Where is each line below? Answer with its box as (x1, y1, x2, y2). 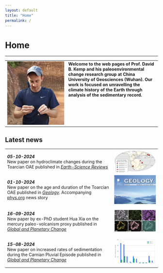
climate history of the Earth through (68, 87, 143, 93)
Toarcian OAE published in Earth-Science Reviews (7, 164, 108, 170)
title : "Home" (5, 13, 34, 18)
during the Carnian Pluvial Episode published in (7, 252, 101, 257)
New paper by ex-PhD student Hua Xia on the (7, 216, 99, 222)
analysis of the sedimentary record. (68, 92, 142, 98)
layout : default (5, 8, 38, 13)
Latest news (5, 136, 43, 144)
